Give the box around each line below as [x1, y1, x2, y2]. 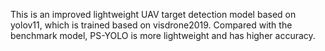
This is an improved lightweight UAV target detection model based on [10, 9, 297, 20]
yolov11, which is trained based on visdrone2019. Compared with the [10, 19, 293, 31]
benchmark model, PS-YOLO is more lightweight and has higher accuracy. [10, 30, 316, 41]
